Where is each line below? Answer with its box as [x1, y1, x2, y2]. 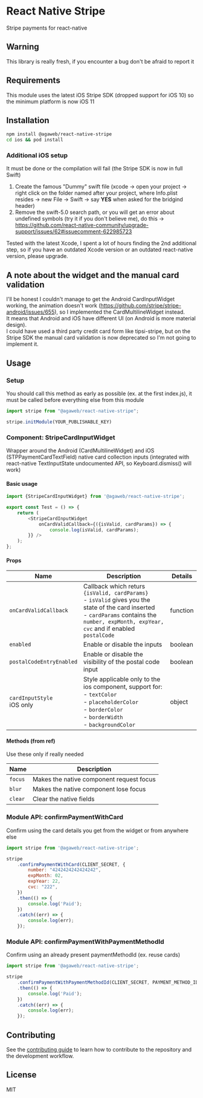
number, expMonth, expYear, [83, 618, 164, 625]
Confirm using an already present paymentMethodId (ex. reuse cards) [6, 951, 180, 958]
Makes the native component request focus [32, 775, 156, 784]
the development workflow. [6, 1052, 74, 1059]
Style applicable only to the [83, 675, 161, 683]
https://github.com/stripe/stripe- [100, 302, 181, 309]
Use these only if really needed [6, 751, 84, 758]
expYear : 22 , [28, 878, 61, 885]
